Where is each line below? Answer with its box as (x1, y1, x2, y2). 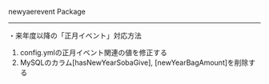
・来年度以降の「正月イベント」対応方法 (8, 31, 142, 40)
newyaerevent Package (8, 7, 86, 16)
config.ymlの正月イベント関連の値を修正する (19, 48, 168, 57)
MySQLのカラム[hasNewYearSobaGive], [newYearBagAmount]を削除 (19, 58, 249, 67)
